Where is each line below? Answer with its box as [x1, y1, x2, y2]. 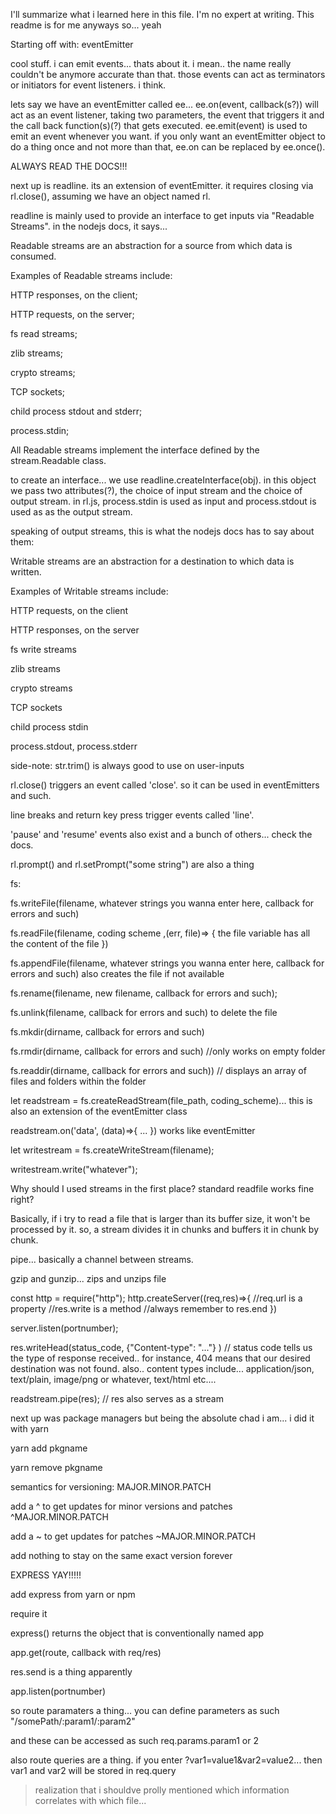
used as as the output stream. [10, 506, 133, 518]
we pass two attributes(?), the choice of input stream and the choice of [10, 485, 303, 496]
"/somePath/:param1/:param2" [10, 1715, 136, 1727]
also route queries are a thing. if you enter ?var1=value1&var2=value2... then [10, 1754, 323, 1766]
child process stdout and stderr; [10, 405, 143, 417]
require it [10, 1608, 48, 1619]
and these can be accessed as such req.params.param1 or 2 [10, 1735, 259, 1746]
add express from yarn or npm [10, 1589, 136, 1600]
